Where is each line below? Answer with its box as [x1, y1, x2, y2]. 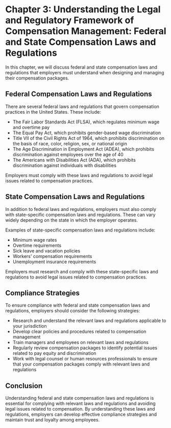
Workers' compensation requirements [12, 253, 92, 259]
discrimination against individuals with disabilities [12, 162, 116, 168]
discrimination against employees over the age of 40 [12, 151, 124, 157]
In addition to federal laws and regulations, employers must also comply [5, 206, 157, 212]
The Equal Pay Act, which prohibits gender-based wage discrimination [12, 130, 161, 136]
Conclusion [5, 381, 43, 390]
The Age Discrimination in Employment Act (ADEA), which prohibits [12, 146, 155, 152]
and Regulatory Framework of [5, 14, 134, 26]
